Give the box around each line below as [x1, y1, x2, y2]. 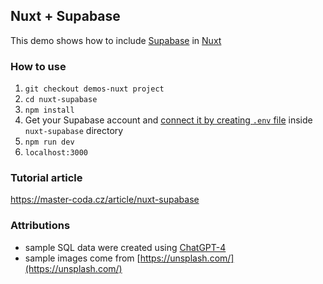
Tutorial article [10, 171, 83, 185]
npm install [24, 105, 75, 116]
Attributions [10, 219, 71, 233]
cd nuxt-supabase [24, 95, 98, 105]
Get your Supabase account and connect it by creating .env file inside [24, 114, 313, 126]
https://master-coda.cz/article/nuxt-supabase [10, 194, 200, 206]
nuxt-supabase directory [24, 125, 124, 137]
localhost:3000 [24, 148, 89, 158]
